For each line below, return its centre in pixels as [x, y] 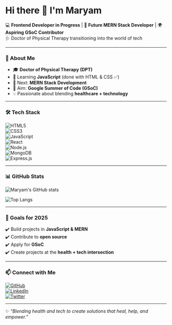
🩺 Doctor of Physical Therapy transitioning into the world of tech [74, 38]
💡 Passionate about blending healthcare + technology [70, 94]
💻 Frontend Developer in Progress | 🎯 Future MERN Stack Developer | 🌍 [84, 25]
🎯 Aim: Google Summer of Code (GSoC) [55, 88]
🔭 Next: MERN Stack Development [50, 83]
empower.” [17, 317]
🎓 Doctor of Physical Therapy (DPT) [53, 70]
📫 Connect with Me [30, 273]
